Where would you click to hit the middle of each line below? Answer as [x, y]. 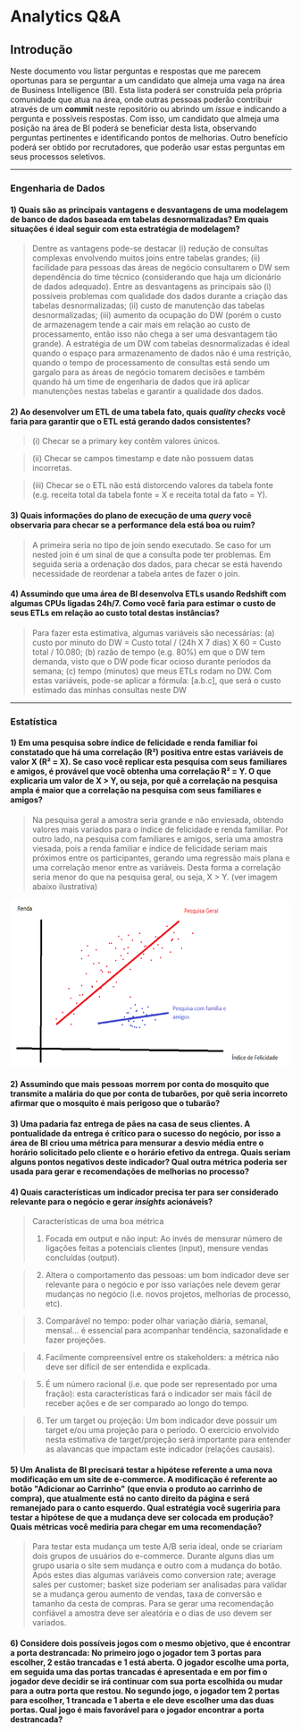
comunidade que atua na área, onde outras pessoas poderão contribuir [142, 99]
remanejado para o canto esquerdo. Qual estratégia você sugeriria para [145, 1507]
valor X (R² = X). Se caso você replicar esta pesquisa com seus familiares [149, 762]
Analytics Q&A [66, 17]
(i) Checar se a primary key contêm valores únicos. [126, 442]
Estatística [33, 721]
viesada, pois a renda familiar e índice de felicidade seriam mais [150, 848]
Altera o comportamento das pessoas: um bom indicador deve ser [167, 1275]
